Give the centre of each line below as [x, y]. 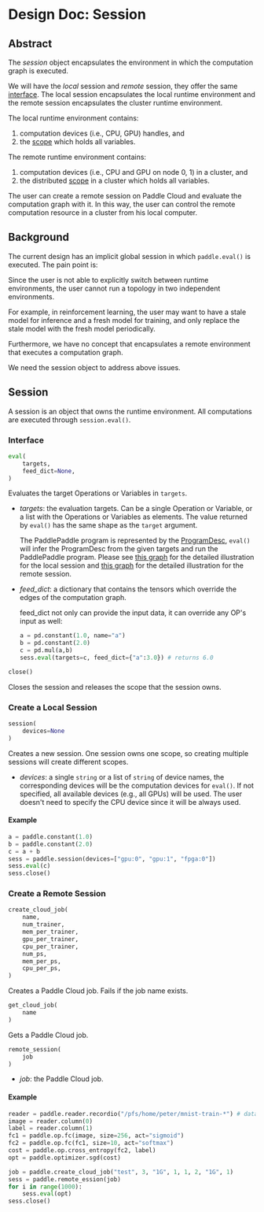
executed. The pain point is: [53, 265]
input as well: [41, 621]
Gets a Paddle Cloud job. [48, 1035]
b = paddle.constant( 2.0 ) [50, 844]
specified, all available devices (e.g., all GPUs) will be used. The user [131, 794]
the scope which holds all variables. [77, 142]
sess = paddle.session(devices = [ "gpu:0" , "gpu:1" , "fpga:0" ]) [112, 859]
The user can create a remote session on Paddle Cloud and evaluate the [125, 196]
